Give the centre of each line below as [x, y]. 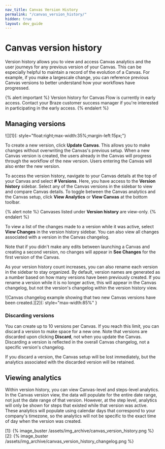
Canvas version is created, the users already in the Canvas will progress [78, 156]
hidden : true [18, 19]
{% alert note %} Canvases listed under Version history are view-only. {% [81, 212]
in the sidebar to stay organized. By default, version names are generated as [82, 272]
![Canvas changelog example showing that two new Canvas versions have [81, 297]
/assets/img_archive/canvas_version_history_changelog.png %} [69, 442]
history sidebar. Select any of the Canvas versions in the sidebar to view [79, 186]
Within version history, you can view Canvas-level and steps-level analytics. [82, 390]
